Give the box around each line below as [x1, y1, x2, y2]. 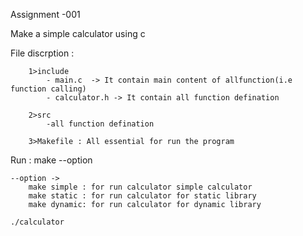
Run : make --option [10, 154, 93, 166]
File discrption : [10, 47, 75, 59]
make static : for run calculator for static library [28, 191, 257, 201]
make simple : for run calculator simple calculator [28, 182, 253, 192]
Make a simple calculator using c [10, 28, 146, 39]
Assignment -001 [10, 9, 81, 20]
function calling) [10, 84, 87, 94]
